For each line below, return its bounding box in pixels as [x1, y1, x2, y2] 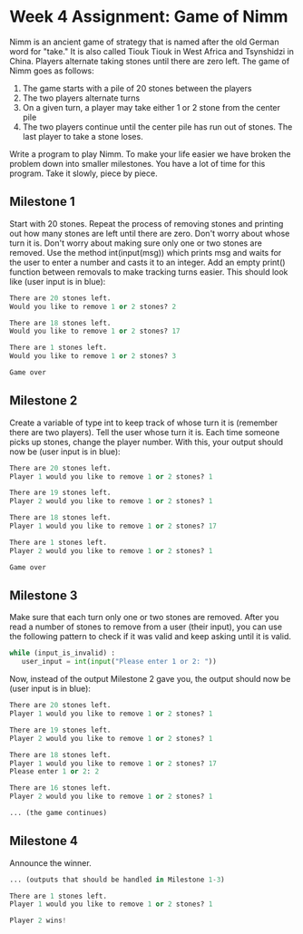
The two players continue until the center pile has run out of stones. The [22, 121, 293, 132]
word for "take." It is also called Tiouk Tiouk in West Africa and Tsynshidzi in [9, 45, 295, 56]
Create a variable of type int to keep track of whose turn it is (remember [9, 417, 279, 428]
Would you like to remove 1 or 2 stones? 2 [9, 302, 177, 311]
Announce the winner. [9, 857, 93, 868]
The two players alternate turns [22, 92, 141, 103]
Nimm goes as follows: [9, 65, 95, 76]
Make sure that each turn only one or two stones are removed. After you [9, 612, 279, 623]
